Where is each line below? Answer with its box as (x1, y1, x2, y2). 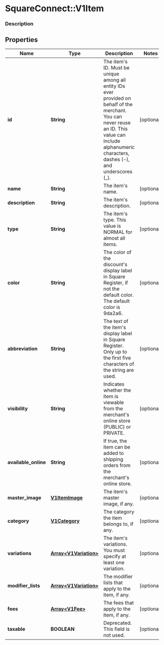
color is (103, 303, 121, 310)
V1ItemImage (50, 494, 83, 501)
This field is (103, 625, 130, 632)
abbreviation (7, 345, 38, 352)
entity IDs (103, 83, 125, 89)
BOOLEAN (50, 625, 75, 632)
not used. (103, 631, 125, 638)
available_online (7, 459, 46, 466)
